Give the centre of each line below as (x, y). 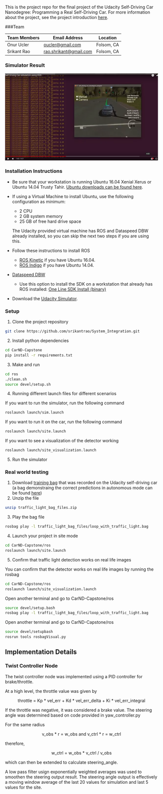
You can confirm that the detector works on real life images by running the (79, 569)
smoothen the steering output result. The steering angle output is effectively (81, 777)
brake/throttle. (19, 682)
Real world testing (27, 472)
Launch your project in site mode (45, 536)
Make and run (26, 364)
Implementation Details (41, 652)
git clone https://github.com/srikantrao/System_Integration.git (72, 331)
